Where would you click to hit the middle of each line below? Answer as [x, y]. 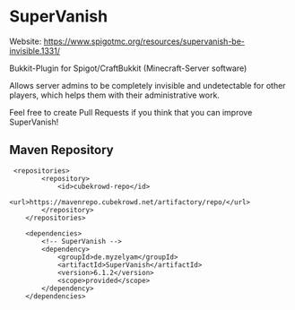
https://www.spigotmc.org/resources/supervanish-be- [144, 41]
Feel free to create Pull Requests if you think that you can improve [131, 112]
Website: [26, 41]
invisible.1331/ [35, 50]
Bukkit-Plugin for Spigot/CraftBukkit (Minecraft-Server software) [128, 68]
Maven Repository [61, 150]
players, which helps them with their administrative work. [114, 95]
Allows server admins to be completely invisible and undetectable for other [147, 85]
